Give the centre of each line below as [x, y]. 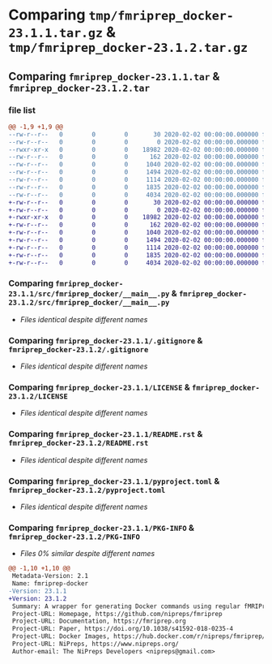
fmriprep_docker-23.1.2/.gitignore [79, 349]
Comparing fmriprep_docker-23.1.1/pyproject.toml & [114, 481]
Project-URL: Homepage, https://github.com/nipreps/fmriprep [117, 614]
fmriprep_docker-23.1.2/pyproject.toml [87, 490]
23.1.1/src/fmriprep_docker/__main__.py [89, 294]
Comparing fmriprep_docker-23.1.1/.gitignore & [106, 340]
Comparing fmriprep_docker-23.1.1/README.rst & [106, 434]
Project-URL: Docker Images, [61, 636]
